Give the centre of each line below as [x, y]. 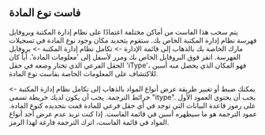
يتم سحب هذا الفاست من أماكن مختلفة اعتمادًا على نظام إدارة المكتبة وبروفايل [124, 31]
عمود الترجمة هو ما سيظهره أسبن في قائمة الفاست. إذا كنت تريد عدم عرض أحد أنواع [133, 114]
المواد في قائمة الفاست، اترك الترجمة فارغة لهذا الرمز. [89, 122]
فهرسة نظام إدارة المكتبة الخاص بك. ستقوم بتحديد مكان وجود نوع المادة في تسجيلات [133, 40]
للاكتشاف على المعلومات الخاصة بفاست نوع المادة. [84, 73]
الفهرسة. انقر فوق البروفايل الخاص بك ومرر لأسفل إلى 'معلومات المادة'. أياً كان [125, 57]
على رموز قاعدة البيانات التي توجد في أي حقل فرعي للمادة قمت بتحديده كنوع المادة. [132, 105]
